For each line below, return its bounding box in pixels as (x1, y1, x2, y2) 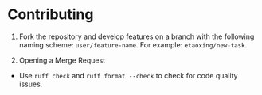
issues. (18, 79, 43, 89)
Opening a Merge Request (18, 55, 105, 65)
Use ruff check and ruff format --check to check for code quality (18, 70, 238, 80)
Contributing (7, 6, 94, 24)
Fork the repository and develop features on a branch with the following (18, 32, 255, 41)
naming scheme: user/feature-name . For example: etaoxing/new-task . (18, 40, 248, 49)
